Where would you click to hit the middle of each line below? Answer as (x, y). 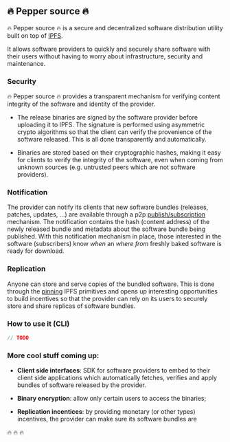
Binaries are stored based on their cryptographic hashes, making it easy (119, 153)
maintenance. (26, 63)
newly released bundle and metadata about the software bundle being (106, 229)
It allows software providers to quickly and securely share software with (109, 49)
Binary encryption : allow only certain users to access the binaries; (112, 399)
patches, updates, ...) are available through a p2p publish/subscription (106, 214)
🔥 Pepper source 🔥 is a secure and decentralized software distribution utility (115, 27)
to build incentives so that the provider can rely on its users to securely (107, 298)
